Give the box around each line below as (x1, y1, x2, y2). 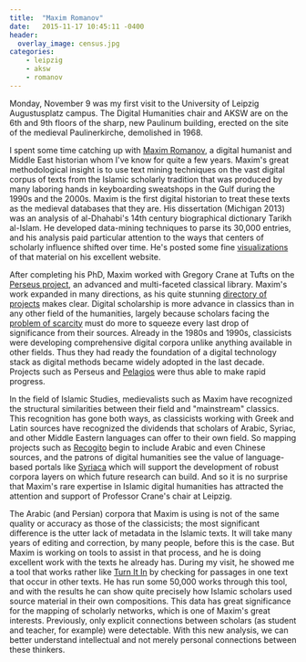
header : (9, 30, 39, 39)
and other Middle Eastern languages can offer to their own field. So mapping (9, 432, 297, 443)
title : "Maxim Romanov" (9, 13, 104, 23)
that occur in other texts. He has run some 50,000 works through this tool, (9, 576, 288, 587)
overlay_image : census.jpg (17, 38, 120, 48)
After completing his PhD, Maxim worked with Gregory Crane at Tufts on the (9, 268, 295, 279)
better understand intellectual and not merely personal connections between (9, 634, 297, 645)
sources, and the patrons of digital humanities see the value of (9, 451, 244, 462)
